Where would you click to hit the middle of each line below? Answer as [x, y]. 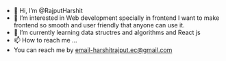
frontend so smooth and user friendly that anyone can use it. [99, 25]
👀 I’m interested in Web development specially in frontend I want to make [116, 18]
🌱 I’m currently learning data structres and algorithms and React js [107, 32]
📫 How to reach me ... [45, 40]
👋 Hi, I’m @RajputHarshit [48, 11]
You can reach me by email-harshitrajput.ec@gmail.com [93, 50]
